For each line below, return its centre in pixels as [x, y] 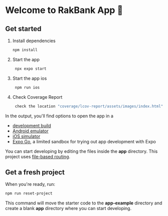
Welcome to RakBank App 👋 [64, 10]
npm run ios [27, 87]
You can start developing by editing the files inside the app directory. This [81, 151]
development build [32, 125]
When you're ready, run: [30, 184]
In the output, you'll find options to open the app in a [59, 116]
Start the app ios [30, 78]
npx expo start [31, 69]
